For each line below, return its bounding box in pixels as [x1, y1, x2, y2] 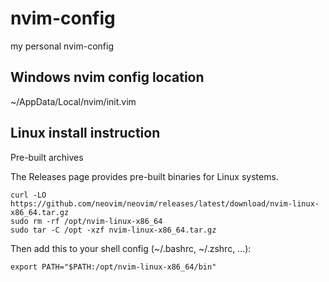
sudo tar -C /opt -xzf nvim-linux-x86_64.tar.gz [10, 225, 217, 235]
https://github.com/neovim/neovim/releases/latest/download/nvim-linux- [10, 198, 320, 209]
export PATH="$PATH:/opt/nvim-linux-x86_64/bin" [10, 262, 217, 272]
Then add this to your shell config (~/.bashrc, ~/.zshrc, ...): [10, 242, 252, 254]
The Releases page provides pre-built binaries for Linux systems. [10, 170, 279, 182]
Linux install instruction [10, 125, 161, 142]
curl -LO [10, 190, 47, 200]
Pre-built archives [10, 151, 84, 163]
